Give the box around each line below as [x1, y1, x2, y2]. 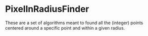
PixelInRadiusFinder [5, 3, 90, 15]
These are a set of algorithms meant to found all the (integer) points [5, 20, 144, 26]
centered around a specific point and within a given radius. [5, 25, 125, 31]
